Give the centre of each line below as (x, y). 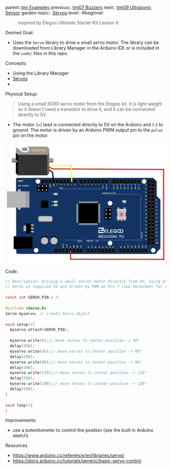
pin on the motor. (31, 135)
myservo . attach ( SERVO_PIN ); (40, 330)
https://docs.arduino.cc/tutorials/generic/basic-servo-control (77, 461)
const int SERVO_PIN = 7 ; (33, 298)
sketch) (21, 436)
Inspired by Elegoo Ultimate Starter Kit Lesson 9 (68, 23)
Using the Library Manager (41, 73)
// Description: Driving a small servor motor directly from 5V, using (83, 281)
